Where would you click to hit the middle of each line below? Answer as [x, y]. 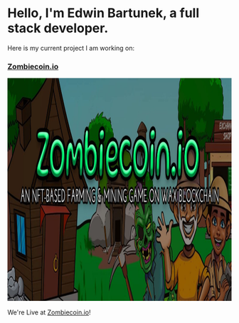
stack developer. [58, 28]
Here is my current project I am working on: [71, 48]
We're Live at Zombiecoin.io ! [49, 312]
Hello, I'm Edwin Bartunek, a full [103, 13]
